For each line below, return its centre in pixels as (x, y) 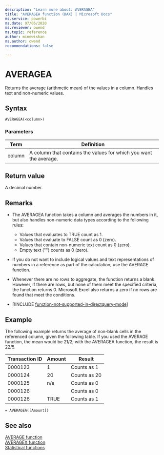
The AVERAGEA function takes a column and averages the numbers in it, (85, 215)
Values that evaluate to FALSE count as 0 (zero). (68, 240)
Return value (25, 176)
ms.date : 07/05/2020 (26, 23)
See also (18, 425)
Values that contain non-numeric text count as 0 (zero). (75, 245)
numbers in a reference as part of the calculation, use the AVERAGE (80, 265)
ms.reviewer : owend (25, 28)
